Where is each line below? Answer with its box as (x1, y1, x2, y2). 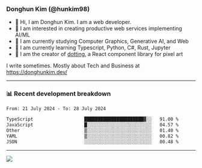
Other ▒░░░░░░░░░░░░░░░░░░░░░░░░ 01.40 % (6, 128, 179, 134)
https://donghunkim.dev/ (6, 69, 68, 76)
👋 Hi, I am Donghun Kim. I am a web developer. (14, 19, 132, 26)
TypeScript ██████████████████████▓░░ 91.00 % (6, 116, 179, 122)
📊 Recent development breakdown (6, 90, 111, 98)
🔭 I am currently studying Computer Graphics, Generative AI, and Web (14, 38, 189, 45)
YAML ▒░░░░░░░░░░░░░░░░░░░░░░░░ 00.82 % (6, 133, 179, 140)
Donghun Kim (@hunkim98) (6, 5, 90, 13)
